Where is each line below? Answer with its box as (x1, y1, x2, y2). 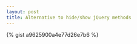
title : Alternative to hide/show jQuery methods (6, 14, 132, 20)
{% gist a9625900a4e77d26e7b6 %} (6, 31, 99, 38)
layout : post (6, 8, 39, 15)
